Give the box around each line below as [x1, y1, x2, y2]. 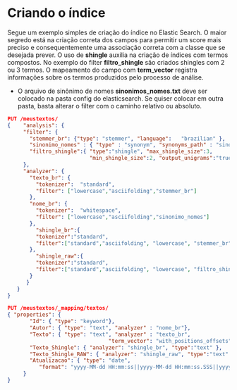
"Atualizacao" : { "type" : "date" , [29, 357, 131, 364]
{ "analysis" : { [7, 122, 65, 129]
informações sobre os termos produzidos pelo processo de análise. [7, 73, 204, 82]
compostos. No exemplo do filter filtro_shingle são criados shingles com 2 [7, 58, 225, 66]
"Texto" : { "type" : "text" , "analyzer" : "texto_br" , [29, 331, 191, 338]
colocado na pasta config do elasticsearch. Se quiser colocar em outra [17, 94, 224, 103]
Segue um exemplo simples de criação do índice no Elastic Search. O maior [7, 28, 227, 37]
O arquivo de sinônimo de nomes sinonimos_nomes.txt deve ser [17, 87, 208, 95]
